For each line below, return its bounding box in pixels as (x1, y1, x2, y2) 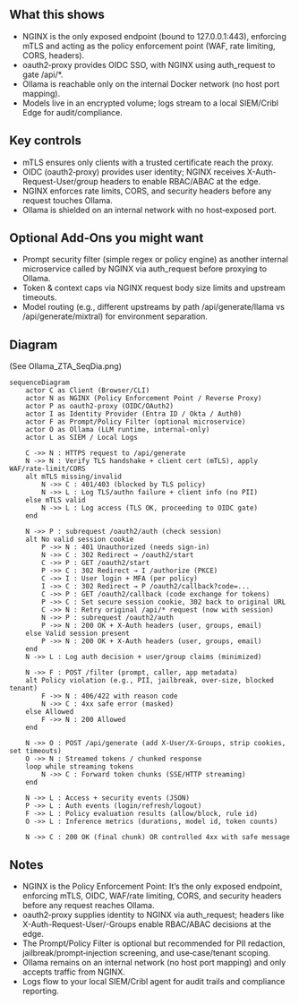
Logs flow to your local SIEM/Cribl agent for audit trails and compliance (21, 976, 286, 987)
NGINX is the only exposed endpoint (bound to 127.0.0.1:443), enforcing (21, 30, 286, 41)
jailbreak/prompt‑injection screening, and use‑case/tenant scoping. (21, 948, 271, 958)
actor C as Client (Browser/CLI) (25, 386, 150, 395)
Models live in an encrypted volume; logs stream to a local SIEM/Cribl (21, 98, 279, 108)
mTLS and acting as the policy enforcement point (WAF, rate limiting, (21, 40, 276, 51)
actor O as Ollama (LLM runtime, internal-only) (25, 425, 210, 434)
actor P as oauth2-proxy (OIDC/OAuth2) (25, 402, 175, 411)
